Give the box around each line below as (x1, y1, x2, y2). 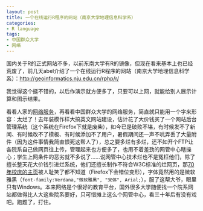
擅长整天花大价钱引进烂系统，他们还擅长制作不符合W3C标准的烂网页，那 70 (6, 160, 195, 168)
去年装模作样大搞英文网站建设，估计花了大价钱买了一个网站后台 (37, 115, 197, 122)
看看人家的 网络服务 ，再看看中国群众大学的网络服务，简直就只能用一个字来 (6, 108, 192, 115)
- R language (6, 25, 39, 32)
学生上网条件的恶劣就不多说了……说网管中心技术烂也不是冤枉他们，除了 (16, 153, 196, 160)
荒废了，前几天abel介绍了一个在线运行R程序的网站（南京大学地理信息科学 (6, 67, 190, 74)
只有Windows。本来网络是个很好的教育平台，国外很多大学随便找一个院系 (6, 183, 188, 191)
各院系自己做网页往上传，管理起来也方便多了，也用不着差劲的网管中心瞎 (6, 145, 186, 153)
